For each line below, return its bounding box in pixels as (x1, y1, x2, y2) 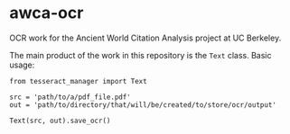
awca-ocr (9, 3, 84, 23)
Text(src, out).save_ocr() (9, 116, 111, 125)
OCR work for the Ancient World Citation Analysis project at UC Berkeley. (9, 32, 282, 43)
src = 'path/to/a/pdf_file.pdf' (9, 93, 131, 102)
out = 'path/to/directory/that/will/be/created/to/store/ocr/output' (9, 100, 277, 110)
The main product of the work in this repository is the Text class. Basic (9, 49, 273, 60)
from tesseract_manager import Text (9, 76, 147, 85)
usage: (9, 59, 35, 70)
